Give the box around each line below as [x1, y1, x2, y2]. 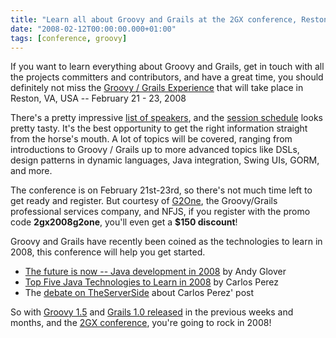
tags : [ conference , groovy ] [10, 33, 128, 43]
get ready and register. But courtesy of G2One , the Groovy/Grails [10, 195, 278, 207]
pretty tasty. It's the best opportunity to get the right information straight [10, 122, 308, 135]
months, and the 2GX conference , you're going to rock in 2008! [10, 317, 272, 329]
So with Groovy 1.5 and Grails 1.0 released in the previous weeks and [10, 306, 294, 318]
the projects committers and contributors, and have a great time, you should [10, 71, 324, 83]
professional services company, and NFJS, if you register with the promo [10, 206, 311, 218]
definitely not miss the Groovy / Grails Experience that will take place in [10, 82, 304, 94]
